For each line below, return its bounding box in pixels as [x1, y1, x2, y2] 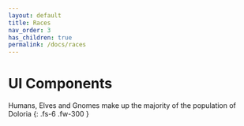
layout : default [8, 11, 62, 20]
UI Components [8, 75, 113, 93]
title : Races [8, 19, 51, 27]
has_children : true [8, 33, 73, 42]
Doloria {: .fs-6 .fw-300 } [8, 109, 89, 119]
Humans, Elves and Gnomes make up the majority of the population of [8, 101, 237, 110]
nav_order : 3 [8, 26, 51, 34]
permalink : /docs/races [8, 41, 87, 49]
